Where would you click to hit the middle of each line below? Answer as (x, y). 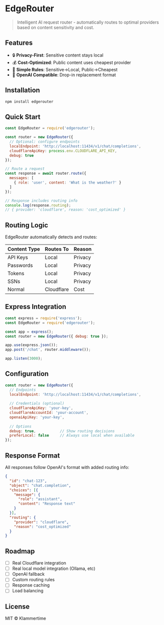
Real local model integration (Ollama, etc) (54, 568)
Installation (23, 90)
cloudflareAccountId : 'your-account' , (49, 413)
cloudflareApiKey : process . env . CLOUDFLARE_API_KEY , (63, 151)
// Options (21, 426)
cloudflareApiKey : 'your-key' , (41, 408)
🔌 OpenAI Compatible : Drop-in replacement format (64, 75)
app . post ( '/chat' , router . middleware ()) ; (48, 350)
